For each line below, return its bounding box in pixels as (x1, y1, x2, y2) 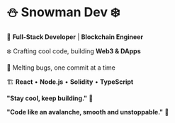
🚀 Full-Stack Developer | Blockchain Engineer (6, 32, 143, 41)
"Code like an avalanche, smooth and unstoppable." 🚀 (6, 107, 169, 116)
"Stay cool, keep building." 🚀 (6, 94, 94, 102)
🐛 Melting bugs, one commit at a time (6, 63, 116, 72)
